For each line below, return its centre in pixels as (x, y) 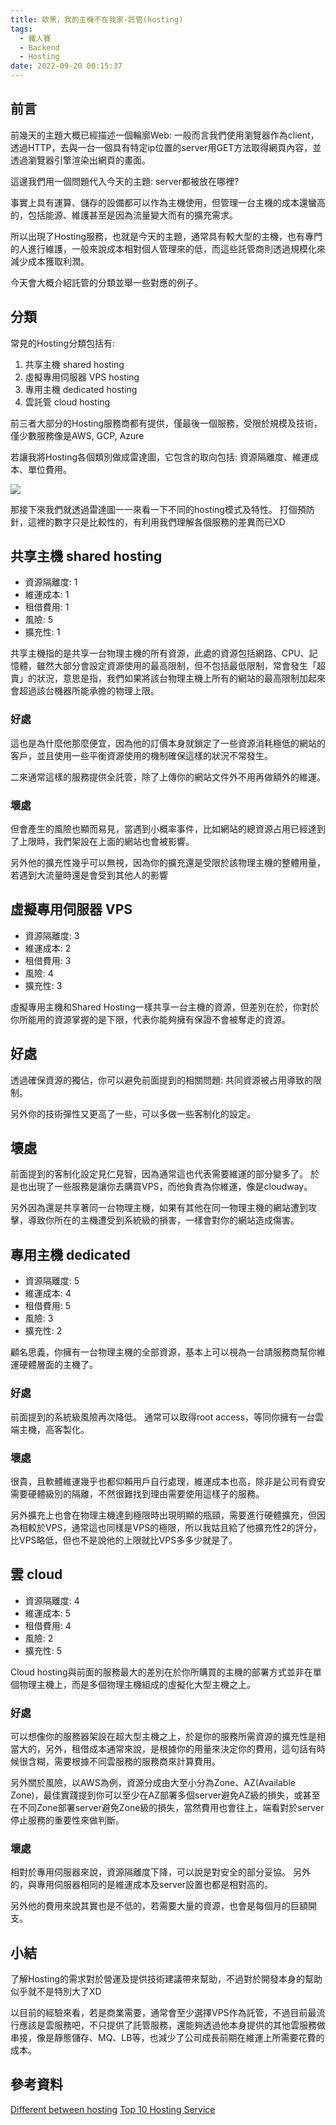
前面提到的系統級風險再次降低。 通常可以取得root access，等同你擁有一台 (163, 1417)
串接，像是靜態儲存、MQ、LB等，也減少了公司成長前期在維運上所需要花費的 (167, 2038)
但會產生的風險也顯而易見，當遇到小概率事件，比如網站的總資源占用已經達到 (168, 829)
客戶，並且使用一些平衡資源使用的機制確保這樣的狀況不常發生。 (141, 755)
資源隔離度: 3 (52, 935)
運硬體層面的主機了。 (54, 1365)
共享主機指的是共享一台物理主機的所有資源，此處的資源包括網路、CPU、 (160, 653)
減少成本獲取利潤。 (50, 261)
